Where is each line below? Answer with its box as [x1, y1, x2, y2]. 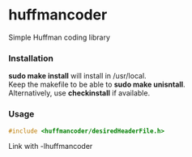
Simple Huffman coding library [8, 32, 111, 42]
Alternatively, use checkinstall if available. [8, 88, 151, 98]
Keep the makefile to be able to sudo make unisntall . [8, 79, 186, 90]
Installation [8, 53, 54, 64]
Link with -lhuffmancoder [8, 142, 93, 151]
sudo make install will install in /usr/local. [8, 71, 147, 81]
